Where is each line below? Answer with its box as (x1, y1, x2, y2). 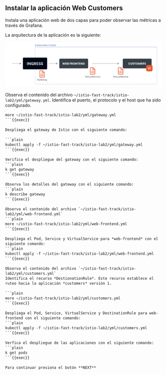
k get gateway (5, 167, 35, 172)
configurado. (5, 103, 32, 108)
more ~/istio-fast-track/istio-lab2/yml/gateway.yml (5, 112, 116, 118)
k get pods (5, 350, 28, 356)
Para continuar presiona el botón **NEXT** (5, 365, 97, 371)
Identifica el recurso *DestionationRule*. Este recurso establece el (5, 276, 154, 281)
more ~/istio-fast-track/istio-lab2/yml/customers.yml (5, 296, 121, 301)
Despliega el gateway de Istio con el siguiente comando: (5, 127, 127, 133)
